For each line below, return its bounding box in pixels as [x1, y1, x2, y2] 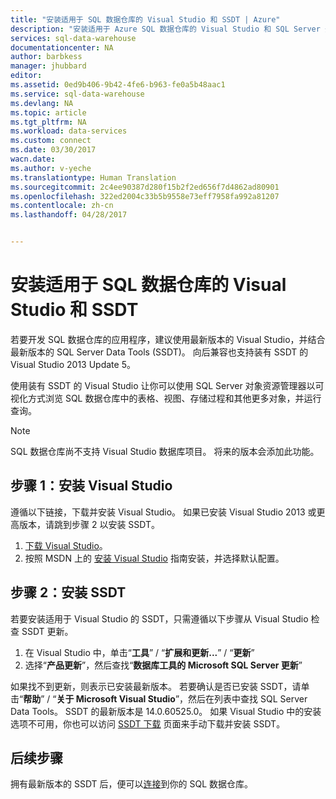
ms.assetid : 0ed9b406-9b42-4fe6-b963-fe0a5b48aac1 [10, 80, 226, 90]
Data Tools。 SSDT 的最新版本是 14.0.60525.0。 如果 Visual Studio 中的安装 [10, 705, 322, 717]
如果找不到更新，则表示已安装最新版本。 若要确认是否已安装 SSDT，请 [10, 680, 302, 692]
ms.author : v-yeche [10, 163, 92, 173]
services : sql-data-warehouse [10, 33, 137, 43]
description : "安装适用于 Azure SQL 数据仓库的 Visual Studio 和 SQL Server [10, 24, 321, 34]
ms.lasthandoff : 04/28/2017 [10, 210, 128, 220]
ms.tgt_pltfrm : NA [10, 117, 87, 127]
